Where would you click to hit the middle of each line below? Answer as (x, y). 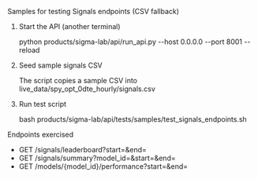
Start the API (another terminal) (69, 26)
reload (29, 50)
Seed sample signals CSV (61, 65)
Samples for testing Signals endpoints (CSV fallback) (93, 11)
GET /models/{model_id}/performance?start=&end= (103, 166)
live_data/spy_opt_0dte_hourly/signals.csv (87, 89)
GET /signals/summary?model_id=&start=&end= (97, 158)
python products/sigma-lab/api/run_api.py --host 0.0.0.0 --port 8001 (130, 42)
